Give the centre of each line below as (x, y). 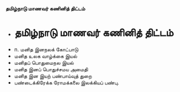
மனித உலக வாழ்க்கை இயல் (45, 56)
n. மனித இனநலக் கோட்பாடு (46, 49)
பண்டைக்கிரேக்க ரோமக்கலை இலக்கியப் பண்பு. (66, 83)
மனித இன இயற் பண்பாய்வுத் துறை (53, 75)
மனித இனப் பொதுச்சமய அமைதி (51, 69)
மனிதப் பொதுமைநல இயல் (44, 63)
